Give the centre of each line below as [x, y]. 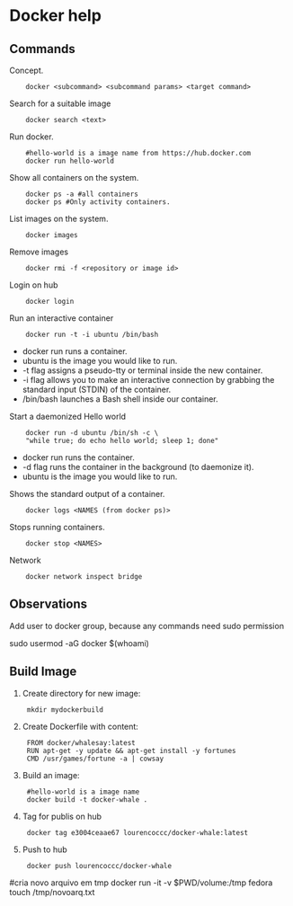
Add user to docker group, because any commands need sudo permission [147, 626]
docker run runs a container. [75, 351]
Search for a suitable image [60, 103]
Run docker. [31, 137]
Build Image [43, 672]
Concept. [27, 70]
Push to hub [44, 849]
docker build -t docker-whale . [87, 799]
